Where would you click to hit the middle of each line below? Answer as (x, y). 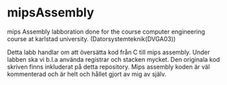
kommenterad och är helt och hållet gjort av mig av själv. (87, 74)
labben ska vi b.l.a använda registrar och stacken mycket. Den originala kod (113, 59)
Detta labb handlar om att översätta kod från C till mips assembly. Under (109, 52)
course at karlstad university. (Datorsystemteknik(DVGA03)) (92, 38)
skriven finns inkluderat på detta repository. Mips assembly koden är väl (109, 66)
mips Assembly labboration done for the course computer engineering (106, 32)
